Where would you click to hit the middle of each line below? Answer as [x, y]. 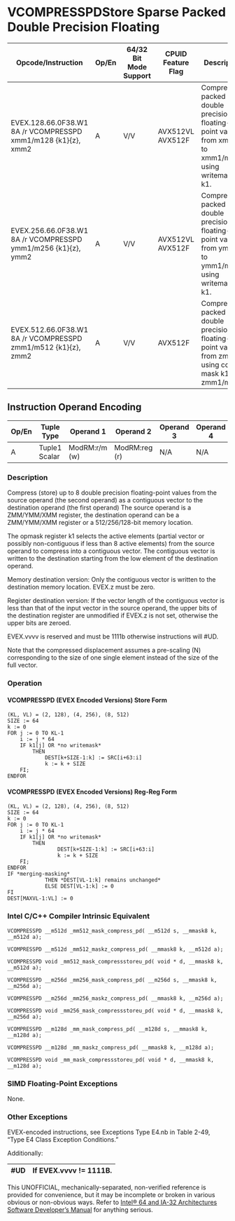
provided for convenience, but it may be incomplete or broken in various [111, 1195]
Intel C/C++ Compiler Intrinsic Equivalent [79, 916]
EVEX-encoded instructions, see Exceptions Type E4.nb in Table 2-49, [109, 1132]
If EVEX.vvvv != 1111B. [72, 1170]
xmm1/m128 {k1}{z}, [46, 140]
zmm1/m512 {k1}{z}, [46, 347]
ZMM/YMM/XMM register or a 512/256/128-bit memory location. [100, 523]
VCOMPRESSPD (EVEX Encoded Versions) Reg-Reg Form [92, 792]
